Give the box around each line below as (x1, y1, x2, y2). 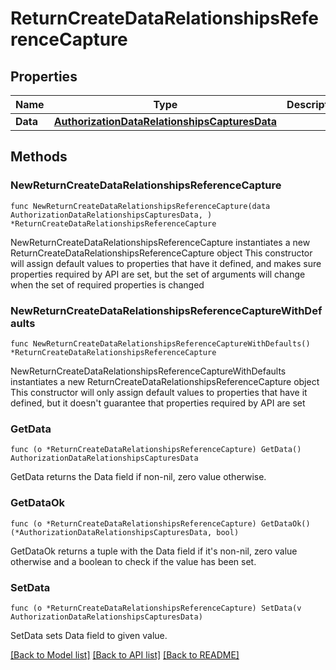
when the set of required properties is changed (10, 278, 205, 291)
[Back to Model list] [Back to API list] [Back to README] (10, 648, 240, 661)
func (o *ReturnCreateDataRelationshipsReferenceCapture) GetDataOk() (10, 518, 311, 529)
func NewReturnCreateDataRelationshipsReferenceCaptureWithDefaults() (10, 338, 311, 349)
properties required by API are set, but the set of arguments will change (10, 268, 306, 280)
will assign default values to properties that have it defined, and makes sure (10, 257, 322, 269)
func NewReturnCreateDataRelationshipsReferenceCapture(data (10, 201, 271, 211)
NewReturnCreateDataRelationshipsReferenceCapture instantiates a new (10, 236, 311, 248)
